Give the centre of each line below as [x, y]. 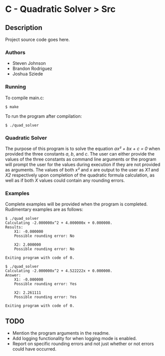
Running [16, 87]
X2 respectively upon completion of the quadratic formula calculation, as [80, 175]
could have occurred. [34, 349]
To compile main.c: [25, 98]
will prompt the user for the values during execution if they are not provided [83, 164]
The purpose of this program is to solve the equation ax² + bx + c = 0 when [83, 149]
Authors [15, 52]
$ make [12, 107]
